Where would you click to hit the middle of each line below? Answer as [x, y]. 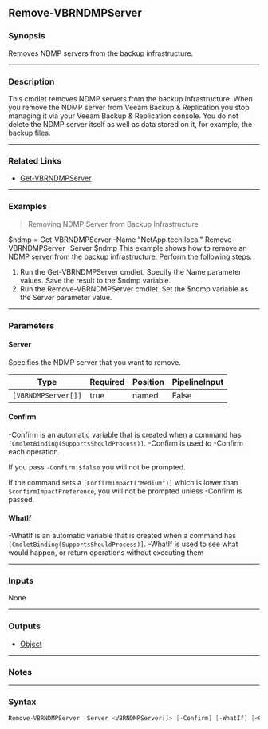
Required [107, 382]
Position [149, 382]
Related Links [35, 160]
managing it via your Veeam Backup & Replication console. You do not [124, 116]
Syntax [22, 702]
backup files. [30, 133]
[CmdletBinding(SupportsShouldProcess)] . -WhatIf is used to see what [123, 544]
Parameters [31, 325]
